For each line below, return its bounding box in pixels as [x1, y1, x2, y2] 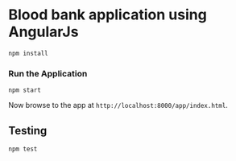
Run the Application [8, 68, 88, 79]
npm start [8, 86, 42, 94]
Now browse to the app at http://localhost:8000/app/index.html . [8, 101, 228, 110]
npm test [8, 145, 38, 154]
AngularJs [8, 23, 79, 41]
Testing [8, 123, 48, 138]
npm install [8, 49, 48, 57]
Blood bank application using [8, 6, 207, 24]
